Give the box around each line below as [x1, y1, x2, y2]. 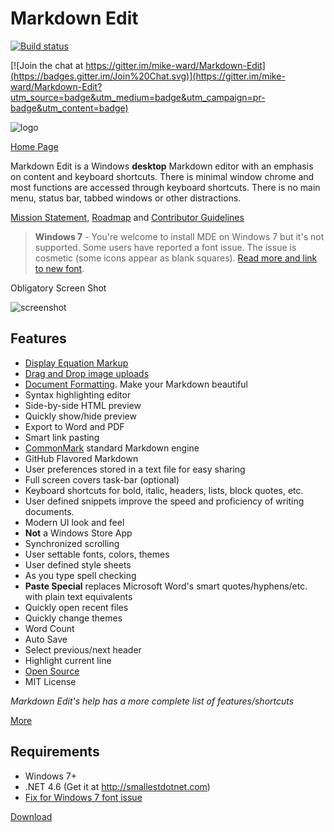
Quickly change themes [24, 612, 123, 624]
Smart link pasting [24, 431, 100, 443]
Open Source [24, 665, 80, 677]
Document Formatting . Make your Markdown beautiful [24, 378, 248, 390]
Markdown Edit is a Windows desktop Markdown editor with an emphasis [10, 160, 314, 172]
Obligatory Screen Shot [10, 282, 107, 294]
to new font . [34, 262, 85, 274]
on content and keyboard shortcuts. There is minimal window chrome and [10, 170, 315, 182]
